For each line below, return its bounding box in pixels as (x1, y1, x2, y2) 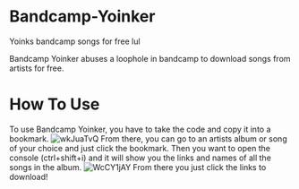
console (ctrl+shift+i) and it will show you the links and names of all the (9, 152, 271, 163)
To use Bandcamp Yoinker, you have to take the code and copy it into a (9, 124, 271, 134)
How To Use (9, 94, 100, 115)
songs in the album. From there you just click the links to (9, 161, 267, 172)
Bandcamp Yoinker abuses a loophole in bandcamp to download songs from (9, 53, 291, 64)
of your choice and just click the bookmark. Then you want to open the (9, 142, 271, 153)
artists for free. (9, 63, 64, 73)
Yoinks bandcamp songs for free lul (9, 36, 141, 47)
